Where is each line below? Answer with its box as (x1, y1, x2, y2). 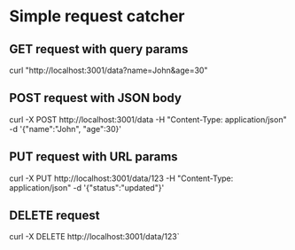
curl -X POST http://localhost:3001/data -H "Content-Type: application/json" (9, 113, 287, 125)
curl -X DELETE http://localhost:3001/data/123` (9, 231, 180, 242)
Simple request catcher (9, 6, 185, 27)
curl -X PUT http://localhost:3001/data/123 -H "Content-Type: (9, 173, 234, 184)
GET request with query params (9, 42, 189, 57)
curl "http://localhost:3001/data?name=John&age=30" (9, 65, 208, 75)
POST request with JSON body (9, 90, 182, 105)
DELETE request (9, 208, 100, 223)
